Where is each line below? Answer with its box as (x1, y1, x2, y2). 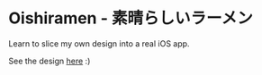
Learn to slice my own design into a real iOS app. (8, 37, 190, 49)
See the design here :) (8, 55, 91, 66)
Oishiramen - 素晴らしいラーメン (8, 8, 254, 29)
